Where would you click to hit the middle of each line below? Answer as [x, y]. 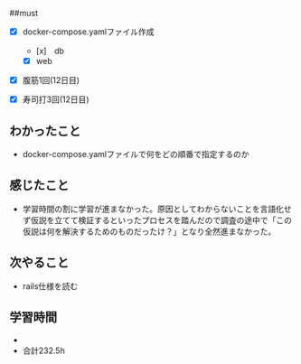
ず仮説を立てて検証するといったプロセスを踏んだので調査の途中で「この [157, 219]
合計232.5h [43, 350]
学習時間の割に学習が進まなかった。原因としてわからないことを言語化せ [157, 209]
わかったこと [45, 131]
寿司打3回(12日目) [56, 99]
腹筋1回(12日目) [51, 80]
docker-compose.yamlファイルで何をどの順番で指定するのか [136, 154]
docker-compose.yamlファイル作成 [88, 32]
